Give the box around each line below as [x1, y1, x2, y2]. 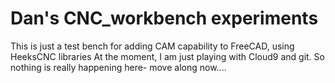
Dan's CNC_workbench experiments [10, 7, 319, 30]
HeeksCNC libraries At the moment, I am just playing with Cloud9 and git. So [10, 50, 325, 62]
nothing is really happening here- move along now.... [10, 61, 227, 73]
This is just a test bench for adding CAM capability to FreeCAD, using [10, 40, 295, 52]
